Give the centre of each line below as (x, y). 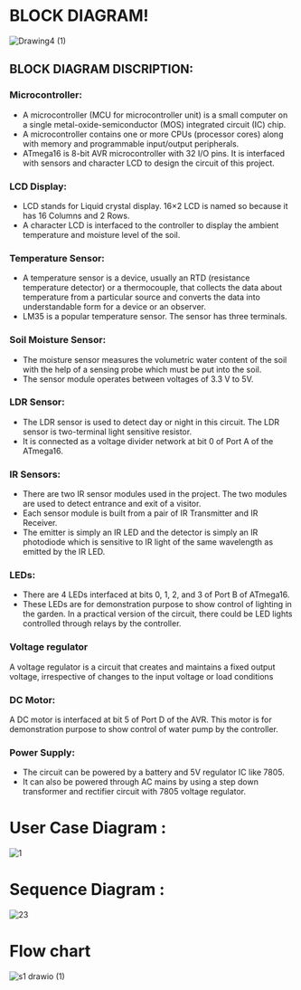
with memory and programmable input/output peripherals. (131, 143)
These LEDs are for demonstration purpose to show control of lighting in (157, 604)
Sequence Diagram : (87, 890)
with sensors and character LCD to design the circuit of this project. (149, 163)
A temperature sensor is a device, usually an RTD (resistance (136, 278)
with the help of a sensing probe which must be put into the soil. (142, 369)
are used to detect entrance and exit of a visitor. (112, 504)
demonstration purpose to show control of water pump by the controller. (144, 729)
